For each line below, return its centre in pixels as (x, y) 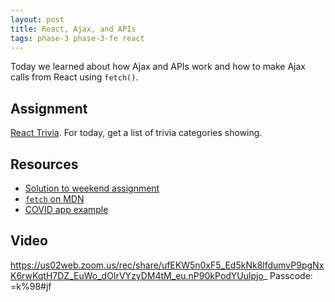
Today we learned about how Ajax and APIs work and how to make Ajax (158, 67)
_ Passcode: (288, 275)
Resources (44, 164)
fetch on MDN (54, 199)
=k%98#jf (31, 286)
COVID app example (66, 209)
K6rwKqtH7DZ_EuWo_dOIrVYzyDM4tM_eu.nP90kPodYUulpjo (137, 275)
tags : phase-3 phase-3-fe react (77, 38)
